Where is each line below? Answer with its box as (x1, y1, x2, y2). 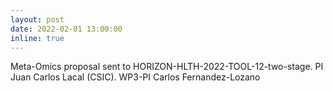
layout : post (10, 14, 65, 25)
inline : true (10, 33, 65, 43)
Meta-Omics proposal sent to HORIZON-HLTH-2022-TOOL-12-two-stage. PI (10, 61, 324, 73)
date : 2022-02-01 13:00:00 (10, 24, 123, 34)
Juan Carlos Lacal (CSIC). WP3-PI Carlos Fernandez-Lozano (10, 71, 261, 83)
